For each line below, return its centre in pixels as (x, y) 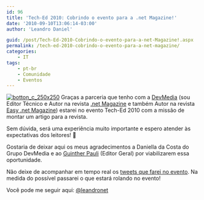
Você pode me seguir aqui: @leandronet (57, 190)
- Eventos (30, 80)
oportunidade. (24, 160)
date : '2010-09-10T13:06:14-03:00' (52, 23)
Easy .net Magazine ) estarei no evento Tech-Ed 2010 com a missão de (96, 110)
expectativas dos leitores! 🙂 (41, 135)
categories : (22, 52)
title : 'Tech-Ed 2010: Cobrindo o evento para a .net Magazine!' (92, 18)
